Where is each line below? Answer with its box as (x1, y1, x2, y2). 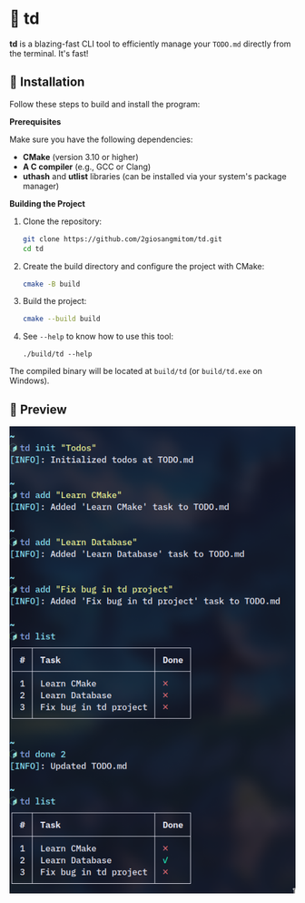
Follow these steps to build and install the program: (9, 98, 201, 109)
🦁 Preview (9, 401, 67, 417)
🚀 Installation (9, 75, 85, 90)
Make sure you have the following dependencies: (9, 134, 193, 145)
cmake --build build (22, 314, 101, 324)
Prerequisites (9, 116, 62, 127)
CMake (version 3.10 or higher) (22, 151, 139, 162)
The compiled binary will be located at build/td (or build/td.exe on (9, 366, 263, 377)
